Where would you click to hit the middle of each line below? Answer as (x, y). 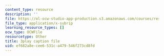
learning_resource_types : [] (35, 28)
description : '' (21, 14)
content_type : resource (29, 9)
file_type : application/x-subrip (39, 23)
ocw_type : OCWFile (24, 32)
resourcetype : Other (26, 37)
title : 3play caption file (32, 41)
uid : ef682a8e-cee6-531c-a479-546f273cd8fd (50, 46)
